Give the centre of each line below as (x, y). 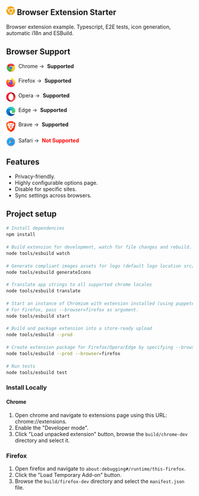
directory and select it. (42, 440)
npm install (21, 235)
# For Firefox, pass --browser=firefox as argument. (73, 309)
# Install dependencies (36, 228)
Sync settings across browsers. (53, 195)
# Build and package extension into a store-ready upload (79, 328)
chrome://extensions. (41, 421)
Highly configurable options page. (56, 182)
